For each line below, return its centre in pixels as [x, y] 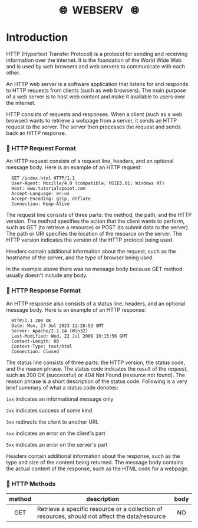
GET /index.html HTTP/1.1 [43, 178]
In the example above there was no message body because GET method [94, 269]
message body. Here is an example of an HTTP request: [74, 167]
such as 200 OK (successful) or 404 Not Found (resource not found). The [96, 375]
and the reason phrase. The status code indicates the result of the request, [97, 368]
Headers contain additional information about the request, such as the [91, 252]
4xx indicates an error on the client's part [56, 433]
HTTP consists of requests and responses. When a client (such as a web [94, 114]
